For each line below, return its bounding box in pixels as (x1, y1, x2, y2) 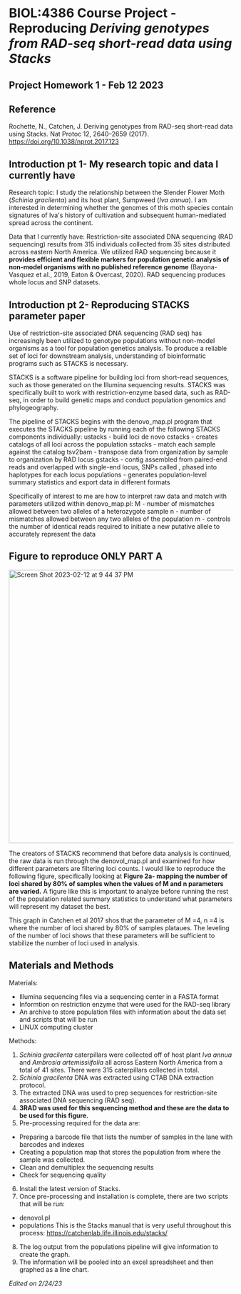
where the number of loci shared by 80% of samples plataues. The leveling (9, 923, 230, 932)
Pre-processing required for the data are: (19, 1118, 140, 1127)
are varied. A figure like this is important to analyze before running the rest (9, 887, 229, 895)
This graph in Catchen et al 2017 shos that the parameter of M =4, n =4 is (9, 916, 225, 925)
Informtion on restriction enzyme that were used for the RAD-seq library (19, 1000, 231, 1008)
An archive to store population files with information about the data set (19, 1007, 227, 1016)
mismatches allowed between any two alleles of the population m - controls (9, 514, 231, 523)
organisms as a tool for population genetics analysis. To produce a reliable (9, 344, 227, 353)
